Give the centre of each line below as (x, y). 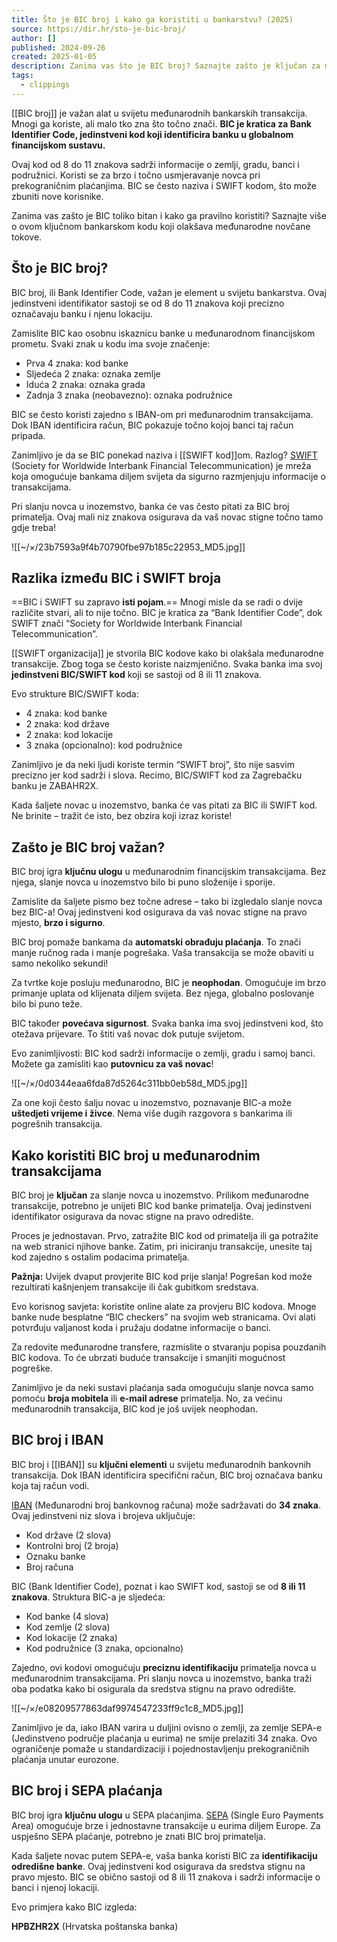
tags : (22, 76)
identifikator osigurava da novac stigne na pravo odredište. (132, 1216)
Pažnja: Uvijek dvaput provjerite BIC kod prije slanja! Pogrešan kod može (162, 1276)
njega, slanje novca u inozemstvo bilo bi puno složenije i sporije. (143, 882)
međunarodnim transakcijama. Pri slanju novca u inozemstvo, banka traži (162, 1678)
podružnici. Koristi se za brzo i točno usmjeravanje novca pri (136, 175)
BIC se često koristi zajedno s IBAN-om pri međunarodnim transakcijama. (162, 414)
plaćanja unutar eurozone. (65, 1759)
